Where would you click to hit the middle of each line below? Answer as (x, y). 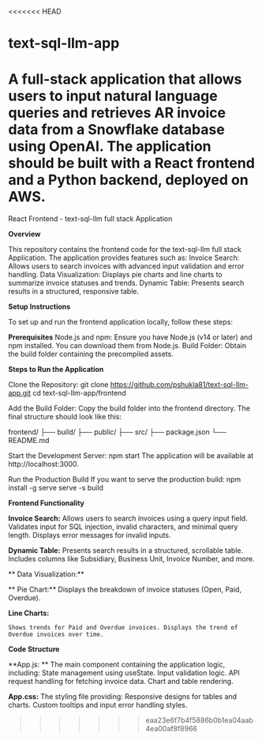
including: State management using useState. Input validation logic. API (124, 673)
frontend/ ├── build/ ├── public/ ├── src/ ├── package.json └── (117, 432)
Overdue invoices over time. (56, 635)
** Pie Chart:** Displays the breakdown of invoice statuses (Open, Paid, (125, 590)
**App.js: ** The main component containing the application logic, (117, 665)
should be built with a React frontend (131, 163)
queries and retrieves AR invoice (117, 113)
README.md (29, 441)
